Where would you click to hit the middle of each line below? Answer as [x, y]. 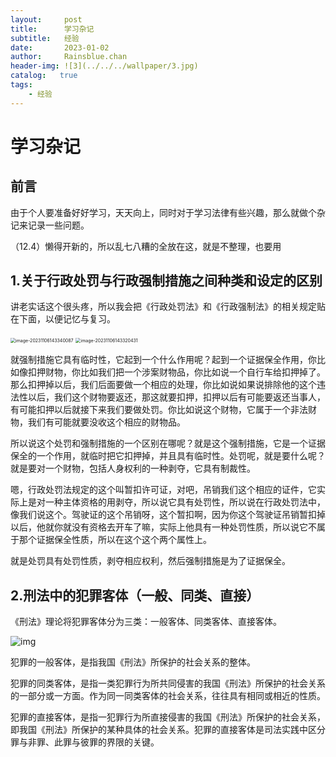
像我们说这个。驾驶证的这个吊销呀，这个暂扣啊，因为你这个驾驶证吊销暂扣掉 [168, 515]
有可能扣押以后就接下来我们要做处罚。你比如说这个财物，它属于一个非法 [159, 410]
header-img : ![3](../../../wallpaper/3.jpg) [104, 66]
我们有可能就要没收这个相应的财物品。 [106, 422]
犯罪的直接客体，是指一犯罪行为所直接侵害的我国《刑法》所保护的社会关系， [168, 717]
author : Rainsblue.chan [69, 57]
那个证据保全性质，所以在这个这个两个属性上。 [115, 540]
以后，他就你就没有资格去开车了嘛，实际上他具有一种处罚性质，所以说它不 [163, 527]
